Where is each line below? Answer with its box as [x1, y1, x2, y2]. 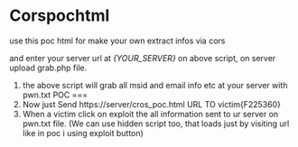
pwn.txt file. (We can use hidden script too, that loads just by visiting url [22, 118, 290, 129]
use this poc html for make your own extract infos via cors [9, 35, 226, 46]
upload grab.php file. [9, 62, 88, 73]
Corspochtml [9, 5, 110, 26]
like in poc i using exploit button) [22, 127, 144, 138]
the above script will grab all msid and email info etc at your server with [22, 79, 288, 90]
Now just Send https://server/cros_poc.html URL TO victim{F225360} [22, 98, 282, 109]
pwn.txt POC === [22, 89, 88, 100]
